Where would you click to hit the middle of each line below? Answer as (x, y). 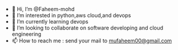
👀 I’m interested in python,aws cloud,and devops (71, 15)
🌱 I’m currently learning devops (50, 21)
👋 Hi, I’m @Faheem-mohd (43, 9)
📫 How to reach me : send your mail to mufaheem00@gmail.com (92, 41)
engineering (26, 34)
